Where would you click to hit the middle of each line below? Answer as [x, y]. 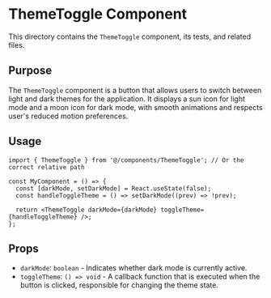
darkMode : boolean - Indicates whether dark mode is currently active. [133, 268]
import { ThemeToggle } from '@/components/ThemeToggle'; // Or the [126, 160]
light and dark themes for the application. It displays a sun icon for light [127, 99]
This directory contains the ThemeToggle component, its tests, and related [130, 36]
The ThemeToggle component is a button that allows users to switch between [135, 90]
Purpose [30, 71]
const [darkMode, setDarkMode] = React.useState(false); [114, 188]
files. [17, 45]
